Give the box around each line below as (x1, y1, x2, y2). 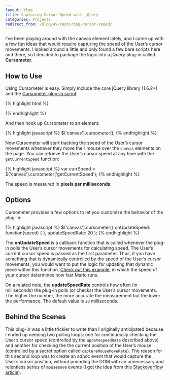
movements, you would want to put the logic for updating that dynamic (5, 261, 153, 267)
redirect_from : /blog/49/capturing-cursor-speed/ (5, 21, 113, 27)
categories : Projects (5, 17, 51, 22)
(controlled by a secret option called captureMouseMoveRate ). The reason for (5, 348, 162, 354)
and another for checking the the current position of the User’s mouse (5, 342, 152, 348)
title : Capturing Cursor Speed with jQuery (5, 12, 99, 17)
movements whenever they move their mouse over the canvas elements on (5, 145, 161, 151)
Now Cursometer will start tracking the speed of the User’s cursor (5, 140, 143, 146)
